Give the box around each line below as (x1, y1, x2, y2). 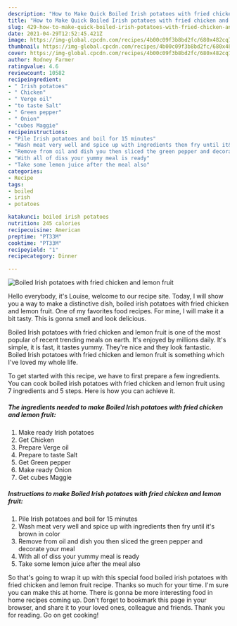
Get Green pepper (18, 458, 71, 467)
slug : (8, 23, 24, 30)
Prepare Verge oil (18, 443, 69, 452)
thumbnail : (8, 43, 40, 50)
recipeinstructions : (8, 128, 69, 136)
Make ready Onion (18, 466, 72, 474)
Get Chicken (18, 435, 55, 445)
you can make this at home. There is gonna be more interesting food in (8, 589, 213, 597)
